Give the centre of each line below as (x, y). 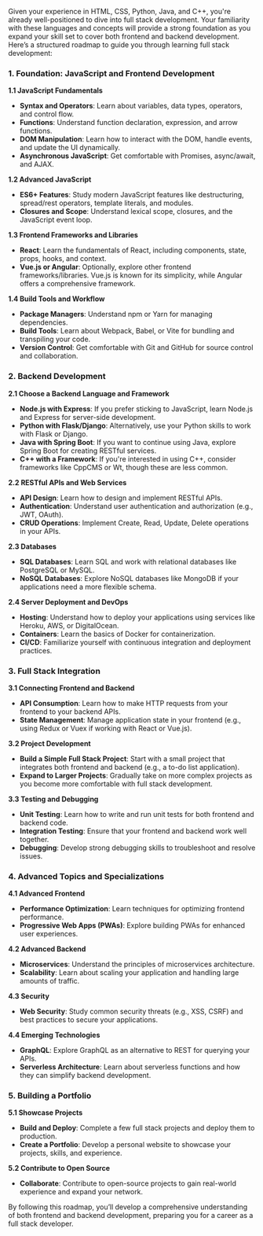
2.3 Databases (33, 546)
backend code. (44, 822)
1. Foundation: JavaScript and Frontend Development (111, 73)
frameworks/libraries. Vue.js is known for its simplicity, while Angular (131, 275)
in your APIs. (40, 531)
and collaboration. (49, 356)
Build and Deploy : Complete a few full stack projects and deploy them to (137, 1128)
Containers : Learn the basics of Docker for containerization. (117, 634)
